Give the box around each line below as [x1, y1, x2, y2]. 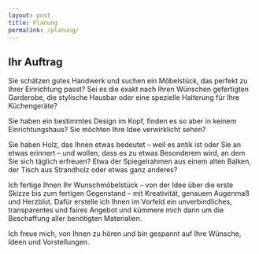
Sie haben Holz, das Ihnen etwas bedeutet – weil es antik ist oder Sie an [8, 140, 242, 149]
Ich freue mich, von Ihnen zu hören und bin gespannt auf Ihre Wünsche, [8, 229, 242, 238]
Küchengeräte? [8, 101, 57, 111]
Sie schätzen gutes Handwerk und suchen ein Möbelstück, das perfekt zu [8, 76, 248, 86]
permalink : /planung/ [8, 26, 80, 34]
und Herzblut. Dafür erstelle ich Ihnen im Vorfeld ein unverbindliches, [8, 197, 232, 207]
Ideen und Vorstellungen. [8, 237, 90, 247]
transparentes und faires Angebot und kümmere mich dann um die [8, 205, 224, 215]
